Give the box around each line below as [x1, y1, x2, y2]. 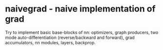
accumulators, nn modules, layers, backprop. [5, 39, 96, 45]
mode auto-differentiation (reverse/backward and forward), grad [5, 35, 135, 40]
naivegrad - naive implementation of [5, 3, 156, 14]
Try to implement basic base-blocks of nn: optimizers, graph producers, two [5, 29, 159, 35]
